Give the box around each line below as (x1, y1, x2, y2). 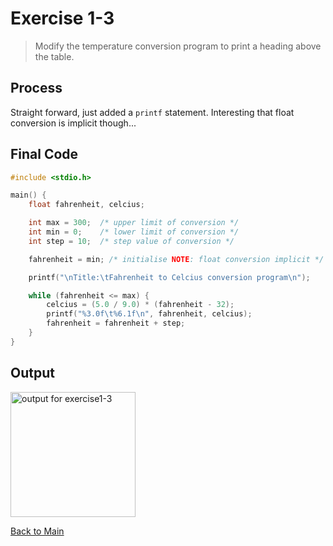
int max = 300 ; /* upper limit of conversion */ (28, 218, 240, 228)
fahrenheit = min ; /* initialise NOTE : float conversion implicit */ (28, 254, 325, 264)
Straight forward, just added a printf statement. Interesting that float (10, 106, 295, 118)
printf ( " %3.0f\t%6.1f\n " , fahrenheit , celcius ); (46, 309, 253, 319)
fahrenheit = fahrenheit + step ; (46, 318, 186, 329)
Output (10, 365, 55, 382)
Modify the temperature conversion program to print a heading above (34, 40, 322, 52)
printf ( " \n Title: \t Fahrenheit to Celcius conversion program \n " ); (28, 272, 311, 282)
